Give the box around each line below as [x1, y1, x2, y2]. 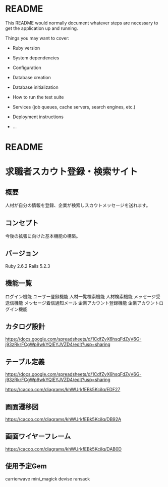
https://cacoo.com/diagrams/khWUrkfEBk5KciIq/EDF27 [5, 387, 121, 393]
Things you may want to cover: [5, 35, 70, 41]
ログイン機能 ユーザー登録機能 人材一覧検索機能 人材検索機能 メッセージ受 [5, 293, 160, 299]
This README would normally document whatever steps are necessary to [5, 20, 158, 26]
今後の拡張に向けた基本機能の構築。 [5, 233, 81, 239]
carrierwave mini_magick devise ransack [5, 475, 90, 482]
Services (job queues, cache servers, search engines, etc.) [12, 103, 136, 110]
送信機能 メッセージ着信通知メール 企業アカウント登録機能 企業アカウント [5, 300, 159, 306]
